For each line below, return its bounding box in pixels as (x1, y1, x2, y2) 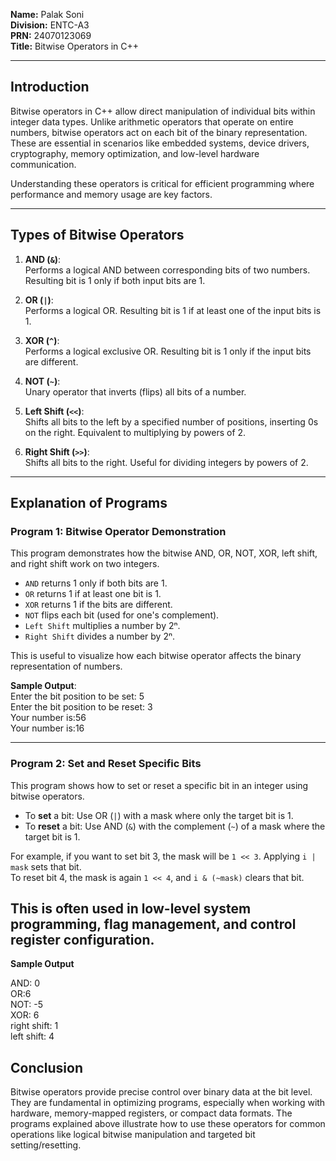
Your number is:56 (10, 712, 87, 724)
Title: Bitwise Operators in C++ (10, 40, 140, 52)
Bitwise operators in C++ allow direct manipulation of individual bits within (10, 105, 316, 117)
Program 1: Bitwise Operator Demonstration (10, 524, 227, 538)
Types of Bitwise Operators (10, 227, 185, 244)
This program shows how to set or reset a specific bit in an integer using (10, 779, 309, 791)
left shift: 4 (10, 1030, 55, 1043)
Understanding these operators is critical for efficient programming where (10, 177, 315, 189)
